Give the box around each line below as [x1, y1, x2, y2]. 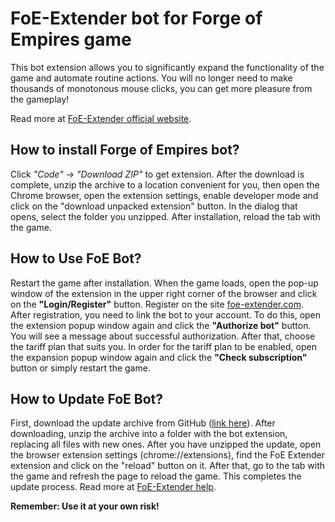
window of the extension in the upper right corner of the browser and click [10, 287, 318, 299]
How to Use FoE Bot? [10, 250, 142, 267]
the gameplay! [10, 93, 70, 105]
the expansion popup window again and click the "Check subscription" [10, 351, 308, 363]
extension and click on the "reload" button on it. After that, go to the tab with [10, 460, 326, 472]
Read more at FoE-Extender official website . [10, 112, 192, 124]
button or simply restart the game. [10, 362, 151, 374]
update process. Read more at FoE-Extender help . [10, 481, 217, 493]
